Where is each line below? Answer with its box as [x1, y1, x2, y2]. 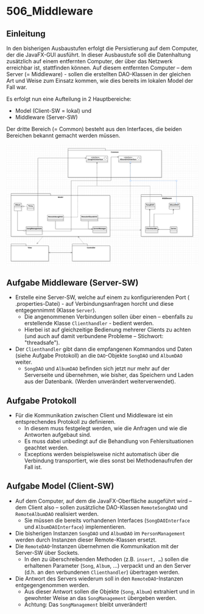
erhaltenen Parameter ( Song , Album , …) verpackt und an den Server [24, 562, 191, 569]
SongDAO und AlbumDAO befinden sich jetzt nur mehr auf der [24, 365, 170, 372]
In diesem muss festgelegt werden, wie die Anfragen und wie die [24, 425, 188, 432]
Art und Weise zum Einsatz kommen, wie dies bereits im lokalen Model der [6, 77, 194, 84]
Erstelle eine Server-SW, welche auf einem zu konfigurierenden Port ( [15, 294, 190, 301]
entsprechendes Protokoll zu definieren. [15, 418, 116, 426]
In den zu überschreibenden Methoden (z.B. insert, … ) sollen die [24, 556, 189, 563]
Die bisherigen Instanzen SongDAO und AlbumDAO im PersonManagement [15, 529, 186, 537]
